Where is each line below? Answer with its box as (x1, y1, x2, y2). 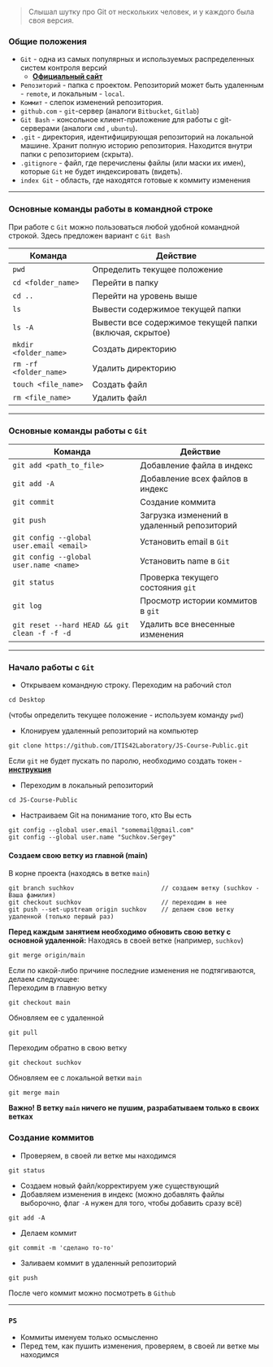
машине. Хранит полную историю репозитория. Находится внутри (19, 141, 253, 151)
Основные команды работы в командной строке (8, 204, 214, 215)
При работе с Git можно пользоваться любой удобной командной (8, 221, 240, 231)
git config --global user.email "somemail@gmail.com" (8, 826, 195, 835)
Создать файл (92, 379, 148, 390)
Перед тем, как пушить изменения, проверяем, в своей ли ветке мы (19, 1341, 260, 1351)
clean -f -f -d (12, 629, 71, 637)
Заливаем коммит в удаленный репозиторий (19, 1258, 177, 1268)
